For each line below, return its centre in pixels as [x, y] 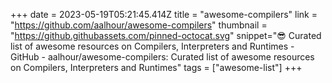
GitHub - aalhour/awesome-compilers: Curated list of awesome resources [162, 57]
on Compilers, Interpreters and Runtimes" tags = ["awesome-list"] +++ [156, 67]
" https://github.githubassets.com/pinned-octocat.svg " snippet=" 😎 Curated [166, 35]
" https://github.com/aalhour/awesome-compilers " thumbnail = [139, 25]
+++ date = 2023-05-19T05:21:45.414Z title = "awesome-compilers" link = [164, 14]
